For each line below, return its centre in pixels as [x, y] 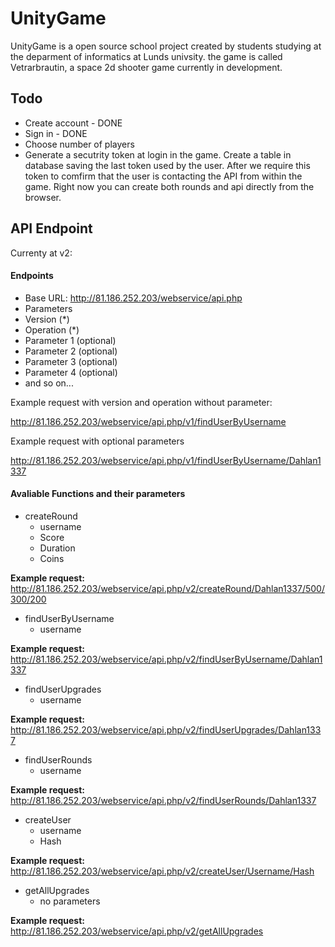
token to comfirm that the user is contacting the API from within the [163, 176]
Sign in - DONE [56, 133]
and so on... [49, 383]
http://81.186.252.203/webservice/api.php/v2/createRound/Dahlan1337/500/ [167, 588]
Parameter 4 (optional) [71, 372]
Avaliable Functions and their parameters [98, 494]
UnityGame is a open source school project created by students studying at [166, 46]
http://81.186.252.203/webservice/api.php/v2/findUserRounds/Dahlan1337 [163, 800]
